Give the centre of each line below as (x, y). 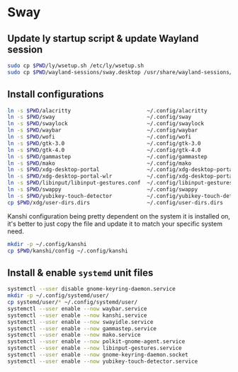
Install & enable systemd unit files (80, 273)
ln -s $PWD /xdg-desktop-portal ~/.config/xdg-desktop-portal (121, 170)
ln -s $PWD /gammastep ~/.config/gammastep (107, 156)
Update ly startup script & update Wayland (103, 39)
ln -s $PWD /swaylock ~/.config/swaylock (106, 124)
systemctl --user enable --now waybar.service (77, 308)
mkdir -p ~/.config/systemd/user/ (58, 296)
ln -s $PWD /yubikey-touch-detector (60, 196)
